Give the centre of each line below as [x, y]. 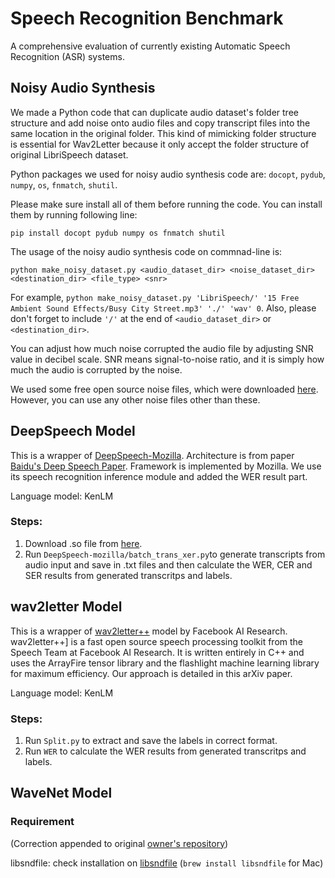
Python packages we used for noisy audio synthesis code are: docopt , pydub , [168, 174]
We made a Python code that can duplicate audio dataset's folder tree [154, 112]
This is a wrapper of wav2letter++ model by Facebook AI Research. [149, 631]
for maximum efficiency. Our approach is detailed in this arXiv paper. [151, 673]
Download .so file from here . [83, 543]
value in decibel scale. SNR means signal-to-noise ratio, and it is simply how [167, 359]
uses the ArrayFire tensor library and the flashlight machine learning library [165, 663]
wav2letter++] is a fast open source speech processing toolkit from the [157, 641]
